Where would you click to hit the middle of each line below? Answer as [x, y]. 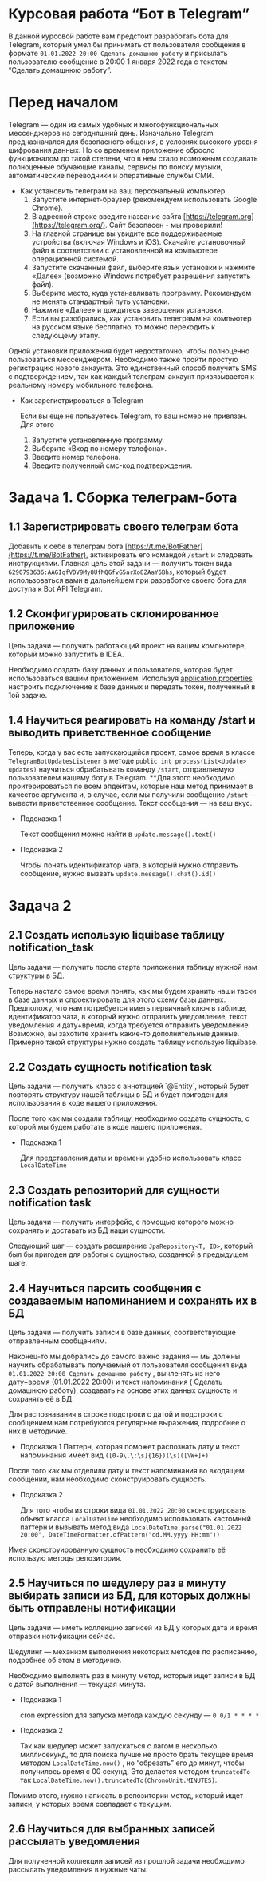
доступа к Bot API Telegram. [55, 588]
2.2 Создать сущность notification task [110, 1067]
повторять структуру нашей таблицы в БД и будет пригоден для [118, 1095]
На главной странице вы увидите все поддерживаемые [127, 233]
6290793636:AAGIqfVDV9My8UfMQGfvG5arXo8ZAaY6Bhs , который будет [118, 572]
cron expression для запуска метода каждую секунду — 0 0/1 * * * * [139, 1715]
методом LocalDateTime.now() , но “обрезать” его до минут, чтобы [132, 1763]
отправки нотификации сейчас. [62, 1636]
